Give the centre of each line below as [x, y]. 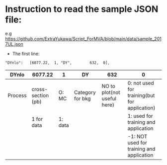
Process [17, 95]
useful [109, 98]
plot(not [111, 92]
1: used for [140, 116]
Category [85, 92]
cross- [40, 89]
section [40, 95]
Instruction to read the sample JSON [82, 9]
